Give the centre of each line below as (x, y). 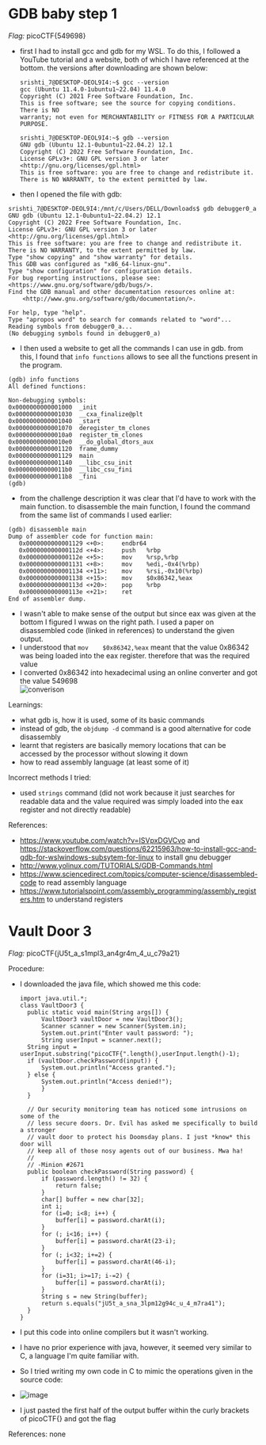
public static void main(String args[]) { (98, 1012)
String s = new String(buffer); (94, 1296)
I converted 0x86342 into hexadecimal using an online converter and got (139, 672)
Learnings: (26, 704)
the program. (41, 364)
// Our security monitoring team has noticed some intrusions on (137, 1109)
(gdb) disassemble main (47, 529)
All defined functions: (47, 386)
